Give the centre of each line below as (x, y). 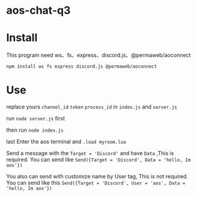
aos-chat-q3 (38, 10)
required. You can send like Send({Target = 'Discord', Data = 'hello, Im (98, 160)
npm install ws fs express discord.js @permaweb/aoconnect (82, 66)
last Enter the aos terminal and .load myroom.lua (66, 142)
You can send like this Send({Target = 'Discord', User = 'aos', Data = (96, 183)
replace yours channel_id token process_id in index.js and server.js (92, 107)
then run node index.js (35, 130)
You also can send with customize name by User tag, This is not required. (97, 177)
